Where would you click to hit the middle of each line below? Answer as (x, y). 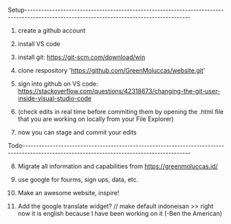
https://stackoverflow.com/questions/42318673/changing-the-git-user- (119, 91)
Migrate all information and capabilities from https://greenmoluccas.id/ (118, 166)
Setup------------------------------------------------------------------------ (116, 10)
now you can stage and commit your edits (77, 132)
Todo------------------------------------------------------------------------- (116, 146)
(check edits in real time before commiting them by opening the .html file (121, 112)
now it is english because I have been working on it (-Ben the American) (120, 213)
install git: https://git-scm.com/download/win (81, 57)
